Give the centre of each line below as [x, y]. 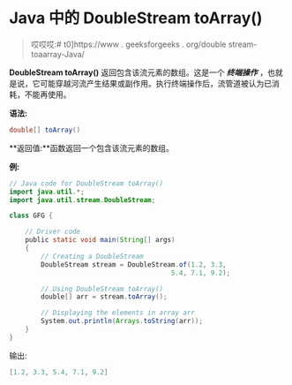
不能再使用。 [48, 94]
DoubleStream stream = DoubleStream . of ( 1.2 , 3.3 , [134, 264]
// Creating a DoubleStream [92, 256]
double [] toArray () [45, 130]
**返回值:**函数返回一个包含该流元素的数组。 [92, 147]
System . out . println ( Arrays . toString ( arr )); [122, 321]
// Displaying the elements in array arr [118, 313]
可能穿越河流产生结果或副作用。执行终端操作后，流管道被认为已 [155, 83]
